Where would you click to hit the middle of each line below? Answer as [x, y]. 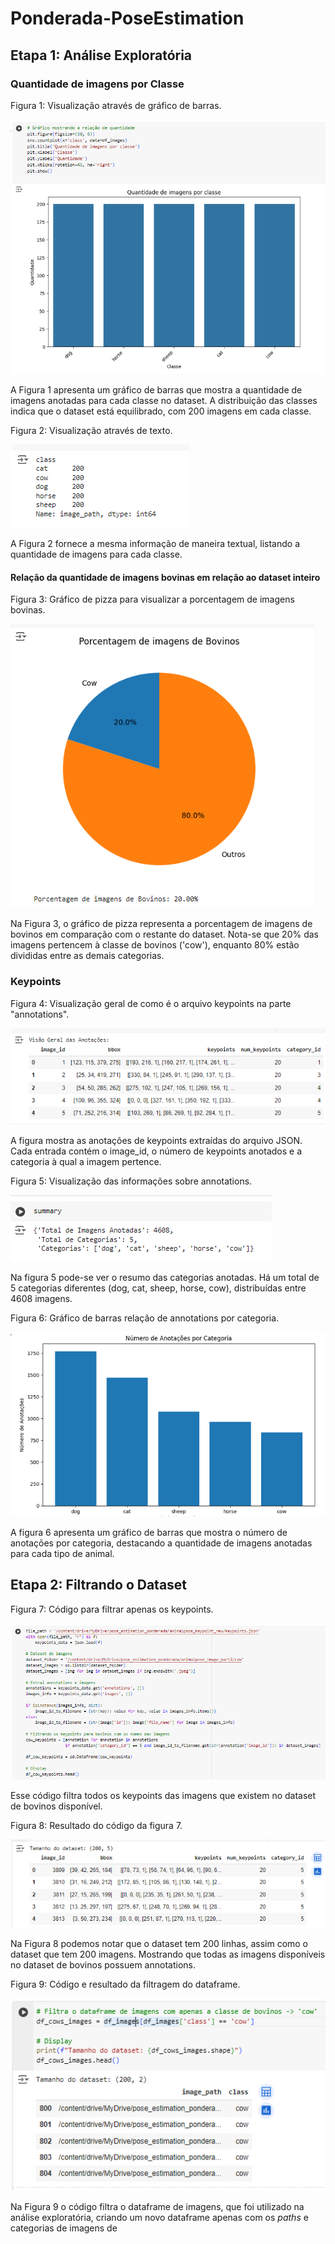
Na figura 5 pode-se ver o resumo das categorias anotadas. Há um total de [165, 1277]
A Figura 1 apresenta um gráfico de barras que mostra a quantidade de [156, 390]
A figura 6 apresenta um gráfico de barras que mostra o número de [149, 1532]
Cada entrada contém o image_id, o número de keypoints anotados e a [156, 1151]
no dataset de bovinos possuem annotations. [103, 1965]
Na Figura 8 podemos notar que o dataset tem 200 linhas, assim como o [159, 1944]
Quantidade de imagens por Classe [97, 84]
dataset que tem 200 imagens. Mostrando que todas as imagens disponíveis [168, 1954]
